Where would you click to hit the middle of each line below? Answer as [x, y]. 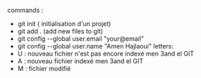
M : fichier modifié [44, 69]
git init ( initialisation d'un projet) [64, 24]
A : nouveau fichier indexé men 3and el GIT [80, 61]
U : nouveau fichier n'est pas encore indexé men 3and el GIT [106, 53]
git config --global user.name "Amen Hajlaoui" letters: [96, 46]
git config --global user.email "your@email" [81, 39]
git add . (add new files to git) [60, 31]
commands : [25, 10]
